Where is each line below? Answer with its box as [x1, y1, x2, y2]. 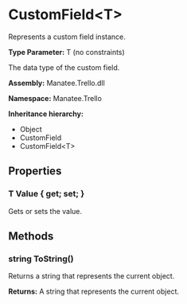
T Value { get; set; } [8, 189, 85, 200]
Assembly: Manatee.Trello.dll [8, 78, 105, 88]
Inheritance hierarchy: [8, 109, 84, 119]
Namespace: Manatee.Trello [8, 93, 102, 103]
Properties [8, 165, 62, 178]
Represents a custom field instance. [8, 32, 126, 41]
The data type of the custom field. [8, 62, 120, 72]
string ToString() [8, 253, 74, 264]
